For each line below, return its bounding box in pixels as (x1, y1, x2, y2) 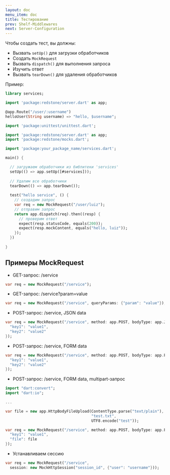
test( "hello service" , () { (10, 193, 69, 198)
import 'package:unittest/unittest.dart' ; (5, 123, 96, 128)
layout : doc (5, 7, 30, 13)
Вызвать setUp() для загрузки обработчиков (12, 50, 109, 56)
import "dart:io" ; (5, 390, 44, 395)
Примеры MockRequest (5, 259, 84, 267)
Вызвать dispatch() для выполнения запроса (12, 61, 110, 67)
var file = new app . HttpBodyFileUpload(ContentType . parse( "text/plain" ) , (5, 409, 164, 414)
